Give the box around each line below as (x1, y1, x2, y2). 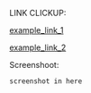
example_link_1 (9, 25, 64, 35)
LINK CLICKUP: (9, 8, 67, 18)
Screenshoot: (9, 60, 59, 70)
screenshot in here (9, 77, 83, 86)
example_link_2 (9, 42, 67, 53)
